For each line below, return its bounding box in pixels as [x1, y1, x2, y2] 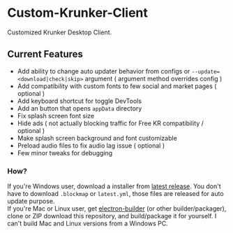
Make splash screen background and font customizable [17, 134, 178, 142]
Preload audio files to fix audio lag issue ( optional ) [17, 141, 165, 150]
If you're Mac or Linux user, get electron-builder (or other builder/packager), [7, 204, 227, 213]
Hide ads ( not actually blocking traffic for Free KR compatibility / [17, 119, 204, 127]
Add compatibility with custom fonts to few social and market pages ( [17, 82, 217, 90]
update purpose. [7, 197, 55, 206]
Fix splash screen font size [17, 111, 95, 120]
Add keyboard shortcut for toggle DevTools [17, 97, 142, 105]
